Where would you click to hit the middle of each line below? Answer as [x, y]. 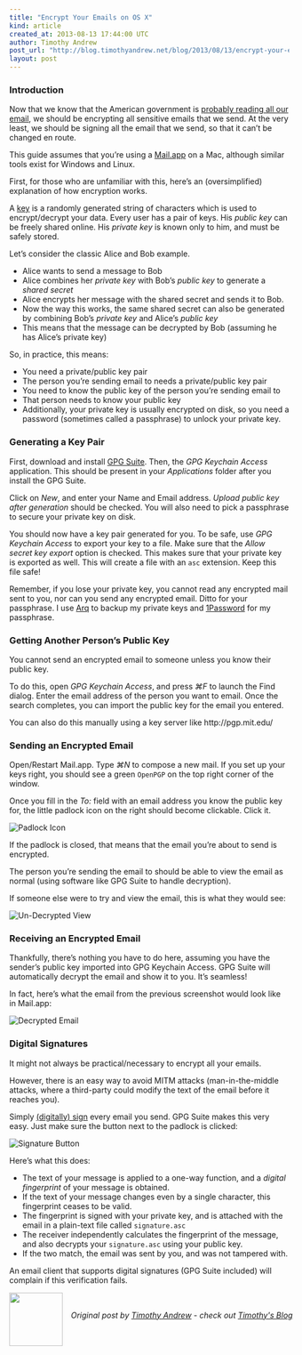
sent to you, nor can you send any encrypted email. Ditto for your [128, 598]
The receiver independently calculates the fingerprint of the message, [150, 1234]
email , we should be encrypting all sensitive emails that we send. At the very [149, 119]
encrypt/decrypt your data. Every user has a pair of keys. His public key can [149, 218]
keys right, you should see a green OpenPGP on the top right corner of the [141, 774]
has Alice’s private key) [64, 337]
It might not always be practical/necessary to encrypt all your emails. [135, 1063]
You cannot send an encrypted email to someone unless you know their [140, 659]
